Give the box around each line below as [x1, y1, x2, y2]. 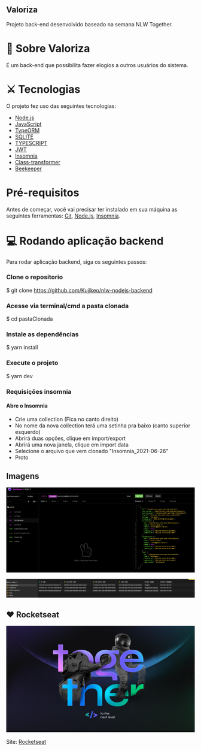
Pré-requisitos [6, 186, 80, 200]
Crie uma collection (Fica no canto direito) [14, 415, 118, 423]
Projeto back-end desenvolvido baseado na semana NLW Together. [6, 20, 173, 28]
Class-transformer [14, 158, 61, 165]
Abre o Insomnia [6, 402, 48, 409]
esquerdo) [14, 428, 41, 435]
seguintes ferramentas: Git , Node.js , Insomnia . [6, 212, 121, 219]
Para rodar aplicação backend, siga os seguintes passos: [6, 258, 147, 266]
